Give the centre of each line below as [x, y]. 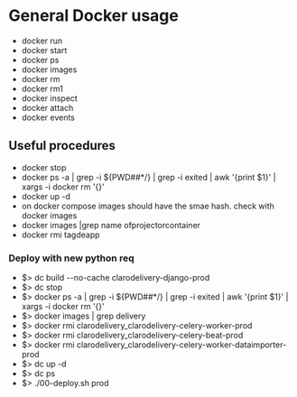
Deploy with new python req [71, 258]
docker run [42, 41]
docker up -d [46, 196]
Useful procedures [62, 146]
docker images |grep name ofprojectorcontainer [111, 225]
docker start [44, 50]
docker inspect [49, 98]
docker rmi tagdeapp [60, 235]
